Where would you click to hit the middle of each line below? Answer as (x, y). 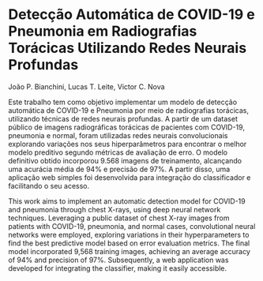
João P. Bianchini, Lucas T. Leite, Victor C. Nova (86, 86)
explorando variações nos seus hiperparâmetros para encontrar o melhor (128, 144)
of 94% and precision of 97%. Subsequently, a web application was (118, 260)
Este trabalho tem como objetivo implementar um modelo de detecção (123, 102)
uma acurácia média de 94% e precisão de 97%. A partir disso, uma (119, 169)
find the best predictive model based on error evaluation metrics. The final (129, 243)
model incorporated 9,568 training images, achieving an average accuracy (130, 251)
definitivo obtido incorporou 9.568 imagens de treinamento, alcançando (125, 160)
